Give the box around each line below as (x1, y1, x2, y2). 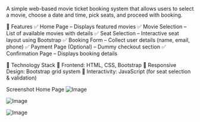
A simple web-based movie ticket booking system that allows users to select (6, 5, 194, 12)
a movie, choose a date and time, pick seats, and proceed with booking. (6, 11, 183, 19)
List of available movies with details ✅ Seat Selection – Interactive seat (6, 30, 180, 36)
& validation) (6, 74, 37, 81)
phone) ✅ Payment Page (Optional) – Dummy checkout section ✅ (6, 43, 167, 50)
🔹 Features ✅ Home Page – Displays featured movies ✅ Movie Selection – (6, 23, 187, 30)
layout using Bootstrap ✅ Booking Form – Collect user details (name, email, (6, 36, 190, 44)
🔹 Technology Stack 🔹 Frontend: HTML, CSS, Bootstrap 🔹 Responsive (6, 62, 177, 68)
